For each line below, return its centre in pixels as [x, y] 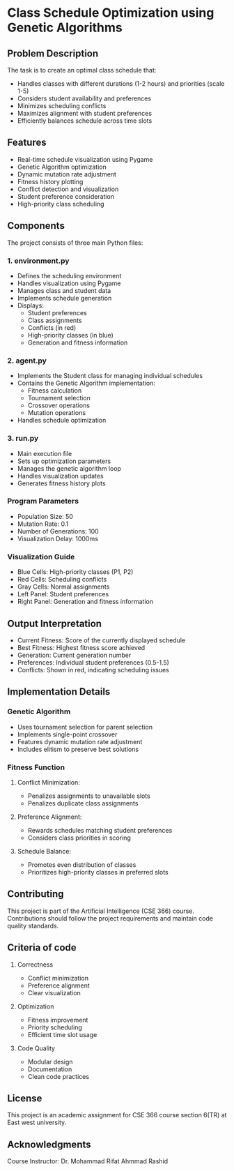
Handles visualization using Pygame [69, 283]
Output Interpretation [55, 623]
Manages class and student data [64, 290]
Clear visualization [54, 992]
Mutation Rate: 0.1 [43, 524]
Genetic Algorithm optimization [62, 167]
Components [36, 226]
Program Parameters [43, 501]
